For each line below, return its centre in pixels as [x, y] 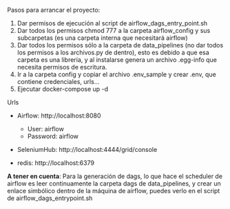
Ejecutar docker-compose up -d [63, 89]
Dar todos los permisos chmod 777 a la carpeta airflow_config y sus [114, 31]
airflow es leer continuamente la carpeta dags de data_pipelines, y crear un [114, 184]
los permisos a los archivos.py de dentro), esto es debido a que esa [113, 52]
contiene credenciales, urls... [58, 81]
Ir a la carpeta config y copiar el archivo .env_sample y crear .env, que [117, 74]
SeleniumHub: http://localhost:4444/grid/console [87, 150]
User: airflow [45, 129]
